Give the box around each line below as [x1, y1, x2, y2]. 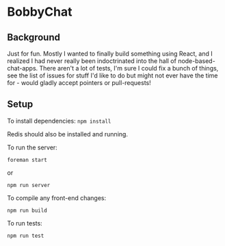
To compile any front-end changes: [7, 193, 107, 202]
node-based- [177, 57, 215, 65]
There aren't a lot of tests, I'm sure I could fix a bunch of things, [39, 64, 219, 72]
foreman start [7, 156, 48, 163]
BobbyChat [7, 4, 73, 20]
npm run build [7, 207, 48, 214]
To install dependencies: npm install [7, 116, 111, 125]
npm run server [7, 182, 51, 188]
